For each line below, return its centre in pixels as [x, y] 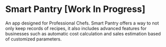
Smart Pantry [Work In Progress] [75, 9]
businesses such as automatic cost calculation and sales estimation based [83, 33]
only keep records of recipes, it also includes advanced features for [76, 28]
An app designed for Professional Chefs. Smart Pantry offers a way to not [82, 23]
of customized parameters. [34, 39]
